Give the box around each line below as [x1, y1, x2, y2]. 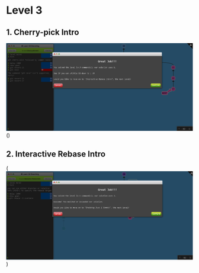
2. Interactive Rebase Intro [6, 149, 105, 159]
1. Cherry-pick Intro [6, 27, 79, 37]
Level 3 [6, 4, 43, 17]
